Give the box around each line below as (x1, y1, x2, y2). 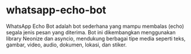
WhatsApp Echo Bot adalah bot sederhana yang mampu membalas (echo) (6, 23, 185, 30)
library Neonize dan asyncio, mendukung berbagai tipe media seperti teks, (6, 35, 186, 42)
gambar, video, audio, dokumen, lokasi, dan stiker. (6, 41, 127, 48)
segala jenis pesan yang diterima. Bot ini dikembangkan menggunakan (6, 28, 176, 35)
